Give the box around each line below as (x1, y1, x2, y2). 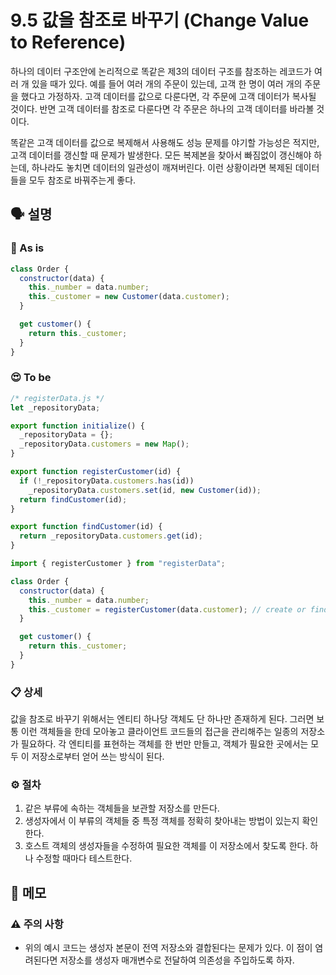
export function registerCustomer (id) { (10, 467, 182, 477)
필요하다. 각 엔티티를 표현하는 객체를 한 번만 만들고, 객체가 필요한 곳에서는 (20, 738, 309, 750)
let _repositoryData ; (10, 402, 101, 413)
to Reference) (10, 31, 127, 54)
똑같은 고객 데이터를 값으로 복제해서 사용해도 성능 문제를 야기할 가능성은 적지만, (10, 136, 320, 148)
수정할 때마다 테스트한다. (35, 852, 133, 865)
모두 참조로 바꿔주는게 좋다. (28, 174, 137, 186)
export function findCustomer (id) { (10, 522, 163, 532)
